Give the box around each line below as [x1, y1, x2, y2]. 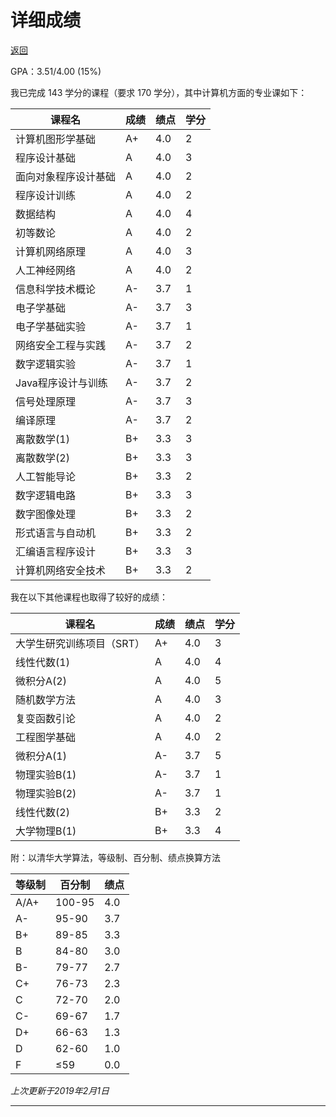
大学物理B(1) [15, 824, 77, 838]
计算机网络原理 [15, 244, 87, 258]
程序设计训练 [15, 188, 77, 202]
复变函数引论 [15, 711, 77, 725]
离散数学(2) [15, 451, 70, 465]
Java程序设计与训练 [15, 376, 108, 390]
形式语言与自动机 [15, 526, 97, 540]
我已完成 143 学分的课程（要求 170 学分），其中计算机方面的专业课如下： [10, 86, 308, 98]
